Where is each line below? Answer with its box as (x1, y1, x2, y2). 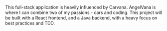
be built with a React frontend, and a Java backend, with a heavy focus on (5, 15, 158, 20)
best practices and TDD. (5, 20, 55, 26)
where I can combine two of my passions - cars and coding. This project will (5, 9, 162, 15)
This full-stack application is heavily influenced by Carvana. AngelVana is (5, 4, 156, 10)
